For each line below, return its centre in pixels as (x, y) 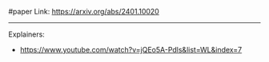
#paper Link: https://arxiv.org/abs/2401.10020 (84, 12)
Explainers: (27, 34)
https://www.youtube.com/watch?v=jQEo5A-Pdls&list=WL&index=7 (131, 50)
